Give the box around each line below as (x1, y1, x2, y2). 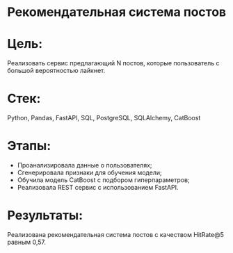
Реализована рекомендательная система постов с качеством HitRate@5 (7, 230, 225, 238)
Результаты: (7, 208, 83, 223)
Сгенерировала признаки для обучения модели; (17, 168, 162, 177)
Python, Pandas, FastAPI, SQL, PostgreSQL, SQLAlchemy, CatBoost (7, 114, 201, 122)
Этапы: (7, 138, 51, 154)
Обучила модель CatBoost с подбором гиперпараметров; (17, 176, 190, 184)
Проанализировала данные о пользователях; (17, 161, 152, 169)
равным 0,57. (7, 238, 47, 246)
